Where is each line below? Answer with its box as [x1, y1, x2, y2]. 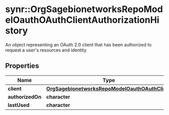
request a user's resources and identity [5, 47, 87, 53]
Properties [5, 62, 39, 70]
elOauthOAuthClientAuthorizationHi [5, 14, 159, 26]
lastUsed [8, 101, 30, 108]
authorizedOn [8, 93, 42, 100]
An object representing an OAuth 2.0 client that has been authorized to [5, 41, 152, 47]
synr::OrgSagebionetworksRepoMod [5, 4, 163, 15]
